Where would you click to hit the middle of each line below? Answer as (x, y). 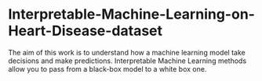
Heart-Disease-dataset (86, 31)
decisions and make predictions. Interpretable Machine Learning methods (127, 61)
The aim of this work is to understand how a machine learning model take (127, 52)
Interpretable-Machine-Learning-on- (131, 14)
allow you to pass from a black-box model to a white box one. (107, 69)
